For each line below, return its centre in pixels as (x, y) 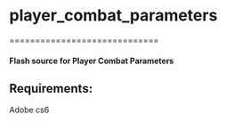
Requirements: (51, 89)
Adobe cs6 (29, 110)
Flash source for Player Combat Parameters (92, 61)
